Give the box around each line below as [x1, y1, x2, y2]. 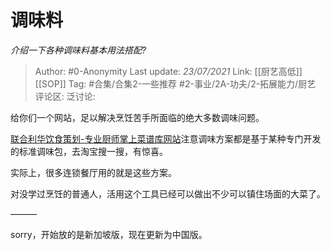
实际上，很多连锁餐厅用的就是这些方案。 [10, 166, 177, 178]
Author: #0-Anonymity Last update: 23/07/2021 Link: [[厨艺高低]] [34, 65, 303, 77]
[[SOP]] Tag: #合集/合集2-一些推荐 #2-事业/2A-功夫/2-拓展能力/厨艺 [34, 77, 317, 90]
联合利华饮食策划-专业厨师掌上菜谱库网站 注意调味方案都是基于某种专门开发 [10, 132, 322, 145]
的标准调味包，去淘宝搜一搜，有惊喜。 [10, 145, 168, 157]
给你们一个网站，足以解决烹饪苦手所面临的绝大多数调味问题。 [10, 111, 265, 123]
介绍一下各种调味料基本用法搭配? [10, 44, 147, 56]
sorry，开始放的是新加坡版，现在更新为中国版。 [10, 228, 208, 240]
